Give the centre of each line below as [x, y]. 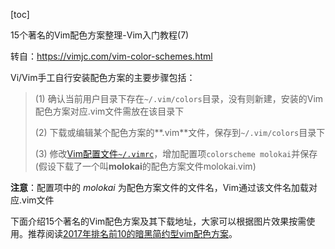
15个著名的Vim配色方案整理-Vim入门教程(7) [100, 35]
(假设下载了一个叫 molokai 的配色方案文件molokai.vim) [145, 166]
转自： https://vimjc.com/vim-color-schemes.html [111, 56]
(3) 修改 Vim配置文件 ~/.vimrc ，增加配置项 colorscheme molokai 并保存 [176, 153]
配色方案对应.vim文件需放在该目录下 [109, 111]
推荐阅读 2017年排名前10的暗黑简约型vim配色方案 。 [132, 233]
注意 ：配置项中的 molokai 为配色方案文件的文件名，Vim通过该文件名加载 [160, 187]
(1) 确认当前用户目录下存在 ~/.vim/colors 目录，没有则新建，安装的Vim [179, 98]
